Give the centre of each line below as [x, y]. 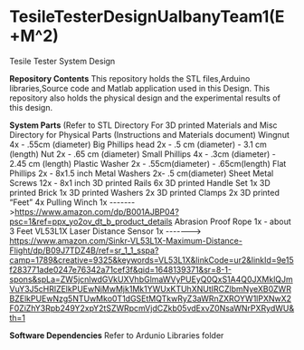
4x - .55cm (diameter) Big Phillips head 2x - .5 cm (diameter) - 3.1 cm [138, 144]
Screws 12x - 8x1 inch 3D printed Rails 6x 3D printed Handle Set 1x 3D [140, 182]
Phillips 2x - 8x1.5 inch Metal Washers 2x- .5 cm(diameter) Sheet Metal [142, 173]
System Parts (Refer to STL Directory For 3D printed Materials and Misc [143, 125]
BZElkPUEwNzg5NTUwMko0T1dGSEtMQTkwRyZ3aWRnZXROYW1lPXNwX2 [151, 298]
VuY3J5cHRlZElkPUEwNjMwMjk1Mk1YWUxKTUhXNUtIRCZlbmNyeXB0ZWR [151, 288]
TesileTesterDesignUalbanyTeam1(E [147, 17]
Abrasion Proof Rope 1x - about [233, 221]
